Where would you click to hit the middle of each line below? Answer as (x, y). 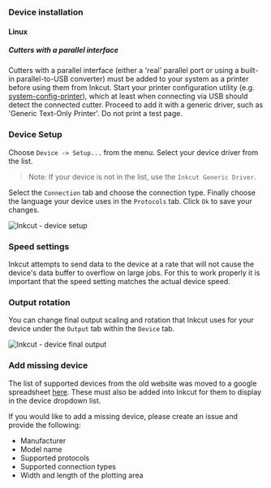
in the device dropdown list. (55, 400)
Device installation (46, 12)
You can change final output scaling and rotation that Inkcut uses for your (131, 320)
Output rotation (39, 302)
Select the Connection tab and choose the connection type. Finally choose (132, 192)
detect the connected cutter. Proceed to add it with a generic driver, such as (136, 105)
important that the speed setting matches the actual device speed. (120, 282)
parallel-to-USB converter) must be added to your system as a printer (132, 79)
